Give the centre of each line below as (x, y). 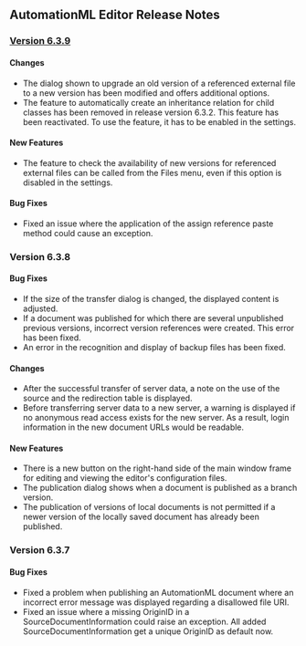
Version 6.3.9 (40, 41)
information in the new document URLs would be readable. (133, 427)
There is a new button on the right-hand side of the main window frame (157, 468)
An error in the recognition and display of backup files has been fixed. (154, 348)
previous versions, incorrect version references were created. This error (158, 328)
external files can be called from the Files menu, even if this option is (152, 172)
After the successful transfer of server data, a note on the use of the (151, 389)
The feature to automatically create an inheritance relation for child (148, 102)
